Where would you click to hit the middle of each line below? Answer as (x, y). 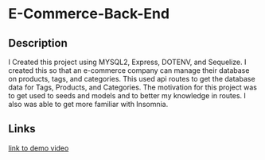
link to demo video (39, 148)
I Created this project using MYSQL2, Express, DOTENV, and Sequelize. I (127, 62)
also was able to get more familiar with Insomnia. (88, 104)
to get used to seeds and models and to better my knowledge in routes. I (127, 95)
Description (38, 43)
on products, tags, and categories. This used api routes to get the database (132, 79)
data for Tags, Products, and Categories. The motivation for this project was (132, 87)
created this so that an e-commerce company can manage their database (129, 70)
